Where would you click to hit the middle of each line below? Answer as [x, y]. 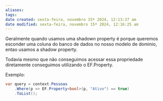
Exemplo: [15, 75]
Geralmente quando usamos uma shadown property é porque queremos [82, 39]
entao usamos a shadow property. [42, 49]
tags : [11, 15]
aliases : [15, 10]
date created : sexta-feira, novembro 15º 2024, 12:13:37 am [71, 19]
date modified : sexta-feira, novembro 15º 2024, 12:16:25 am [72, 24]
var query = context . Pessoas [36, 84]
